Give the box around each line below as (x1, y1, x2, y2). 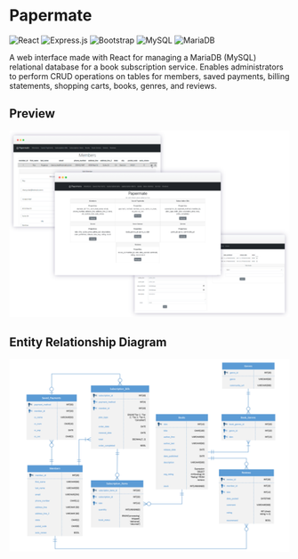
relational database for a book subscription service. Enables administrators (9, 61, 284, 72)
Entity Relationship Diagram (9, 335, 167, 350)
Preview (9, 106, 56, 121)
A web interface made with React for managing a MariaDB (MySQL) (9, 52, 257, 62)
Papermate (9, 5, 93, 26)
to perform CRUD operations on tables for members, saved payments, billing (9, 70, 290, 81)
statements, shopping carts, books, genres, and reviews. (9, 80, 218, 91)
